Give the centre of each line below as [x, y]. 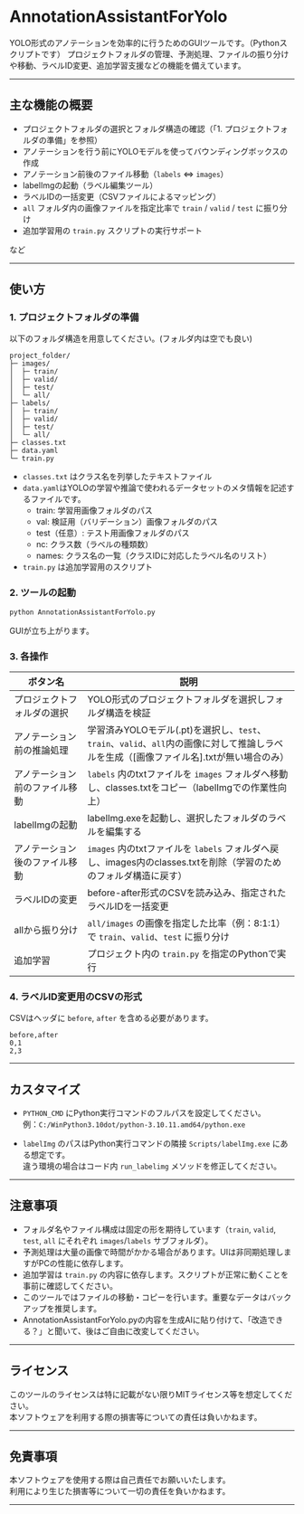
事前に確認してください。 [70, 1285]
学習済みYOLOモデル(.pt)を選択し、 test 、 [177, 730]
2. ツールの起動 [43, 592]
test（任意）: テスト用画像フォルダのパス [113, 533]
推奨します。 [78, 1308]
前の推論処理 [42, 750]
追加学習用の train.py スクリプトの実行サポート [112, 230]
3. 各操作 [29, 656]
